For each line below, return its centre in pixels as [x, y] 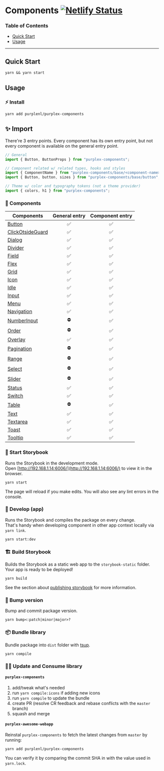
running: [13, 740]
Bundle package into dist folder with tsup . [48, 645]
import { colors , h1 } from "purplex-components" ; [58, 191]
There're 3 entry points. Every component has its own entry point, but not [79, 141]
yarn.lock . [16, 763]
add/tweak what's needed [38, 687]
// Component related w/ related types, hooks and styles [65, 168]
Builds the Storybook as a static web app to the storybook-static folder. [78, 564]
